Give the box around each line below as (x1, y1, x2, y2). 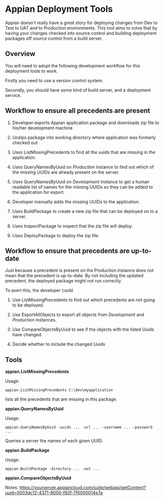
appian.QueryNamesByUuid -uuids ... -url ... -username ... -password (5, 425, 153, 430)
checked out (12, 139, 38, 146)
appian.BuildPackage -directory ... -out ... (5, 467, 100, 471)
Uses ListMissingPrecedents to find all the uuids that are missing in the (12, 149, 156, 155)
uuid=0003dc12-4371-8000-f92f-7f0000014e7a (5, 490, 103, 496)
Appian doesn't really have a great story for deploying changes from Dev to (5, 20, 158, 26)
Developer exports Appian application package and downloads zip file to (12, 120, 160, 125)
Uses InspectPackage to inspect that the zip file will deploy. (12, 223, 133, 229)
